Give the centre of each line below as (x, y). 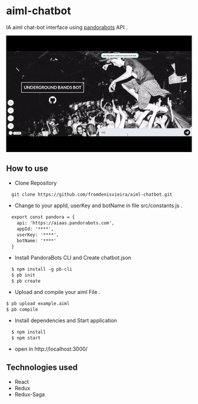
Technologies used (42, 368)
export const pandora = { (43, 217)
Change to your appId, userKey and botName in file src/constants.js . (98, 205)
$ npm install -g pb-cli (42, 269)
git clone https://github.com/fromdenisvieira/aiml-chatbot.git (92, 194)
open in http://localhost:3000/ (51, 349)
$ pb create (26, 281)
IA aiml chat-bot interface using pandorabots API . (67, 27)
